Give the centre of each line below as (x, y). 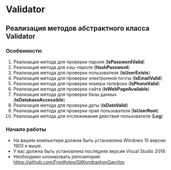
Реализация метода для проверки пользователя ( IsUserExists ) (82, 72)
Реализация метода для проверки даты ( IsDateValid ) (71, 105)
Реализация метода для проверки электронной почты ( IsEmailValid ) (88, 78)
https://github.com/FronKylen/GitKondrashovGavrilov (69, 162)
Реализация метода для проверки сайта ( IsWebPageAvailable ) (81, 89)
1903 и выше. (27, 146)
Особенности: (24, 51)
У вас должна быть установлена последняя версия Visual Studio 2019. (90, 151)
